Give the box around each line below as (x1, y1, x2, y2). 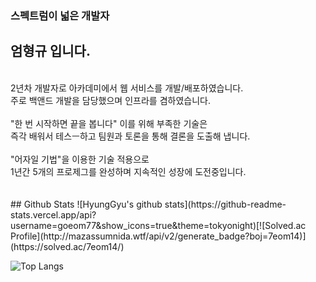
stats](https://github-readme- (164, 198, 287, 210)
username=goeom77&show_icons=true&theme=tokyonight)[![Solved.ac (10, 219, 307, 231)
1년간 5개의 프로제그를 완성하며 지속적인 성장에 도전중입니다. (10, 165, 247, 177)
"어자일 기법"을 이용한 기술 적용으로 (10, 153, 150, 165)
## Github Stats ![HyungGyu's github (10, 198, 163, 210)
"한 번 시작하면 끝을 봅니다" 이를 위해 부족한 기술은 (10, 117, 208, 129)
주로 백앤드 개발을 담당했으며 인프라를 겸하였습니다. (10, 94, 211, 106)
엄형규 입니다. (10, 43, 91, 60)
